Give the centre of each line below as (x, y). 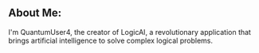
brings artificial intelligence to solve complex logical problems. (111, 40)
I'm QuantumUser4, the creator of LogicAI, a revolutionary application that (129, 32)
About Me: (35, 13)
